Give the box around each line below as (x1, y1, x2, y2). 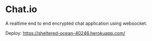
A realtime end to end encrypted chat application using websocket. (5, 20, 147, 26)
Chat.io (5, 4, 37, 15)
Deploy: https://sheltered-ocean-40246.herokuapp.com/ (5, 30, 126, 36)
